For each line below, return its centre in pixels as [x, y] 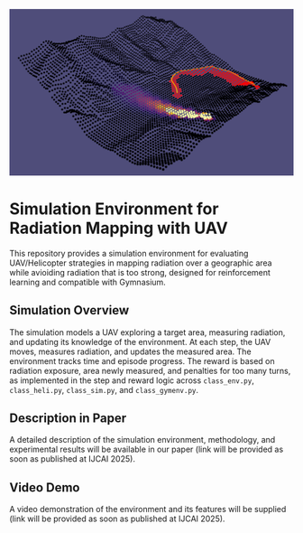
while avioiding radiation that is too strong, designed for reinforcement [140, 272]
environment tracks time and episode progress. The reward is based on [142, 360]
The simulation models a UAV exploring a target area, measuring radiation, [147, 332]
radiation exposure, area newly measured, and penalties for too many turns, [150, 370]
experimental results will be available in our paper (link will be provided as [147, 449]
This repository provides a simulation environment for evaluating [129, 253]
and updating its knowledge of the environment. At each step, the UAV [140, 341]
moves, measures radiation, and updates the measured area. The [130, 351]
